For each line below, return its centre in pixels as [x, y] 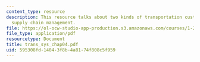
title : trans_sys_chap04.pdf [42, 45]
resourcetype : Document [36, 39]
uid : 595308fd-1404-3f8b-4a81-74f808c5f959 [61, 50]
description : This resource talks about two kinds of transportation [94, 17]
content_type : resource [36, 12]
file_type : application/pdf [41, 34]
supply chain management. [44, 22]
